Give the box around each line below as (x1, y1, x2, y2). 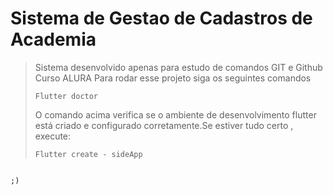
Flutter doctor (34, 91, 99, 101)
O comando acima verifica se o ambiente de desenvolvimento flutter (34, 108, 317, 121)
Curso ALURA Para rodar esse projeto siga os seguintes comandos (34, 72, 312, 84)
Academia (10, 28, 97, 51)
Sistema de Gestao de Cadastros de (10, 7, 313, 30)
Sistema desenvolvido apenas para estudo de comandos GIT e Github (34, 61, 323, 73)
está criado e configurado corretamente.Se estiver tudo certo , (34, 119, 294, 131)
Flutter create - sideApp (34, 149, 143, 159)
